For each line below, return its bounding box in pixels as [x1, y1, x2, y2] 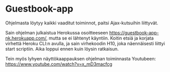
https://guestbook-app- [109, 29, 159, 35]
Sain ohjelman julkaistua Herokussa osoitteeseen [5, 29, 108, 35]
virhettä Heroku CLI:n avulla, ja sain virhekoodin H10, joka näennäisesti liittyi [5, 40, 165, 46]
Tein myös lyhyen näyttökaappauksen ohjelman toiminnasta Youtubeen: [5, 55, 156, 61]
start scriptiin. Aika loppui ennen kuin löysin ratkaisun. [5, 46, 119, 52]
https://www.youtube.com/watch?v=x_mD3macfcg [5, 61, 112, 67]
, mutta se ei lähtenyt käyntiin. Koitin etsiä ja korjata [46, 35, 154, 41]
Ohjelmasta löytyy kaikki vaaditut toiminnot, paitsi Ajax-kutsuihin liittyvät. [5, 20, 158, 26]
